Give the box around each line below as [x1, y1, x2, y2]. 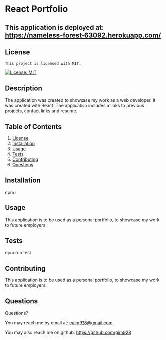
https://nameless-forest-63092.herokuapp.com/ [5, 31, 161, 39]
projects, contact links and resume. [5, 108, 78, 114]
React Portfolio [5, 3, 68, 15]
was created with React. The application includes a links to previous [5, 103, 144, 109]
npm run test [5, 250, 31, 256]
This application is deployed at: [5, 23, 104, 32]
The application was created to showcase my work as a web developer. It [5, 97, 156, 103]
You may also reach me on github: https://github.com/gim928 [5, 329, 131, 336]
